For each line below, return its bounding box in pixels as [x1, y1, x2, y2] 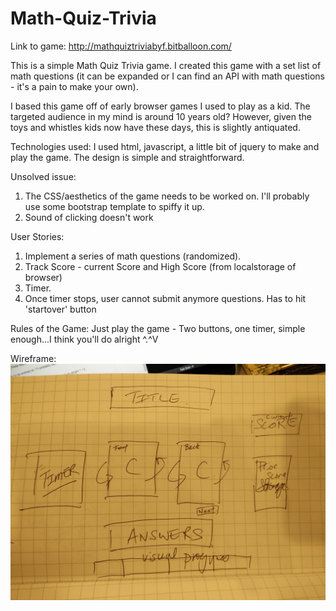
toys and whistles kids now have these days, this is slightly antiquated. [10, 121, 301, 133]
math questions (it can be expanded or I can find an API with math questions [10, 70, 325, 82]
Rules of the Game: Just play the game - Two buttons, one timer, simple [10, 322, 306, 334]
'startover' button [24, 303, 97, 315]
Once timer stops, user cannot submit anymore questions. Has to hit [24, 292, 307, 304]
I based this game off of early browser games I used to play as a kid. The [10, 100, 311, 112]
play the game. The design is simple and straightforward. [10, 151, 245, 163]
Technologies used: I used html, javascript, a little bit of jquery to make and [10, 140, 320, 152]
